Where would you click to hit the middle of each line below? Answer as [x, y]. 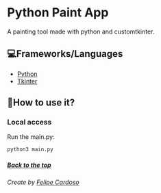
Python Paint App [58, 13]
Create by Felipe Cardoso [44, 182]
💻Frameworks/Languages [65, 54]
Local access [29, 123]
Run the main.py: [31, 137]
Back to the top [29, 165]
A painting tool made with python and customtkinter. [81, 31]
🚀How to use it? [41, 103]
